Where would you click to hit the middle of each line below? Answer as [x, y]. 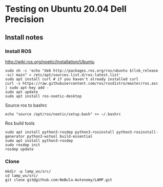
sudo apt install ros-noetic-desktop [43, 96]
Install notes [24, 37]
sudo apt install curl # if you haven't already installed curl [72, 79]
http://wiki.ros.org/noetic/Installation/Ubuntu [50, 61]
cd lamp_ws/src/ [21, 176]
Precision [25, 19]
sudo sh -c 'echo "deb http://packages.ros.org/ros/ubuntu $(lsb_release [82, 71]
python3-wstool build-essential [60, 136]
